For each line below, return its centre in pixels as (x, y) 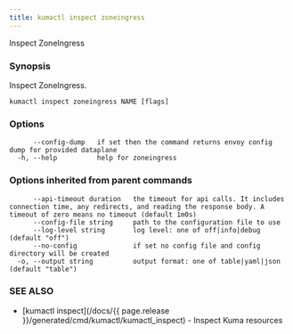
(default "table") (43, 269)
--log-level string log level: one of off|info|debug (146, 230)
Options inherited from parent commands (101, 181)
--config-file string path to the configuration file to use (156, 222)
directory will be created (59, 253)
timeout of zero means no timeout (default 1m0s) (103, 215)
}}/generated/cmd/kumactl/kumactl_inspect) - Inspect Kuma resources (152, 320)
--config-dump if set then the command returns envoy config (153, 143)
